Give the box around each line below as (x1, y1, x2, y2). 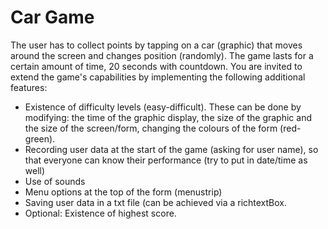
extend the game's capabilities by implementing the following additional (10, 71, 306, 83)
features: (10, 81, 48, 93)
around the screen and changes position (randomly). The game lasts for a (10, 49, 314, 61)
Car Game (10, 6, 95, 29)
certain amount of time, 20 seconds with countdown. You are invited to (10, 60, 303, 72)
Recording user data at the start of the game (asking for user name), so (24, 143, 319, 155)
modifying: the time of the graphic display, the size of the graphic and (24, 111, 312, 123)
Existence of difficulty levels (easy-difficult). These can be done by (24, 101, 302, 113)
